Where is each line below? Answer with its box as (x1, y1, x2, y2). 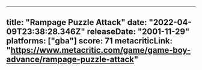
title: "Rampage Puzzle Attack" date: (6, 17, 147, 27)
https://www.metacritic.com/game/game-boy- (10, 45, 191, 55)
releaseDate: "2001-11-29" (87, 27, 190, 37)
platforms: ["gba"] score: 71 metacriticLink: (6, 36, 173, 46)
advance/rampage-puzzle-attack (6, 55, 134, 65)
